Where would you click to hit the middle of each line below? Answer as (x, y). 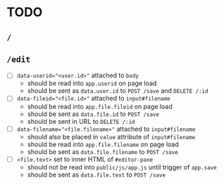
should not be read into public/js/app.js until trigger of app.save (122, 167)
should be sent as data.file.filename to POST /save (103, 151)
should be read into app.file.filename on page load (103, 144)
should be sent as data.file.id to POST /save (93, 114)
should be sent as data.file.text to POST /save (97, 174)
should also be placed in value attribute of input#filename (111, 136)
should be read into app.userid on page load (92, 83)
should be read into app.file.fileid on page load (100, 106)
